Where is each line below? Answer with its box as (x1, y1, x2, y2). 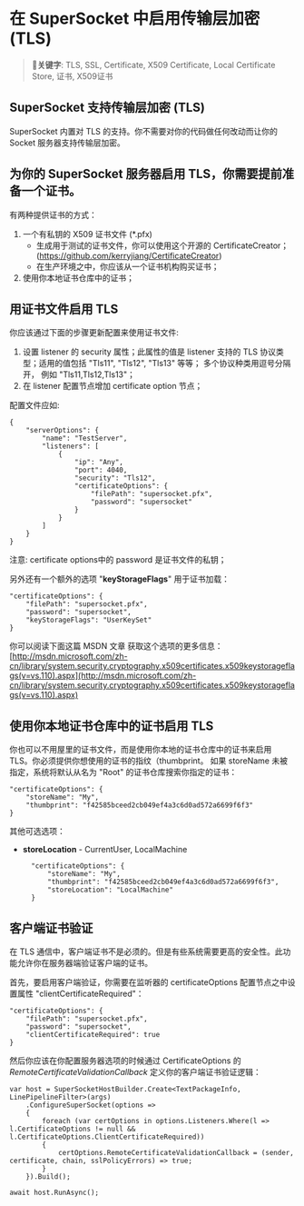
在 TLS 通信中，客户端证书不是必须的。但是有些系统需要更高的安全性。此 (9, 946, 283, 957)
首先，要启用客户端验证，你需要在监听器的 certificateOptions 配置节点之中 (9, 977, 288, 987)
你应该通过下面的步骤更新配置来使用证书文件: (9, 327, 180, 338)
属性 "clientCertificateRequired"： (16, 988, 144, 999)
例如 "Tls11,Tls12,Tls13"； (40, 369, 136, 380)
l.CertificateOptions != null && (9, 1124, 136, 1133)
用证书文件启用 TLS (9, 301, 119, 316)
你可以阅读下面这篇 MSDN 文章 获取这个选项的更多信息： (9, 641, 224, 652)
